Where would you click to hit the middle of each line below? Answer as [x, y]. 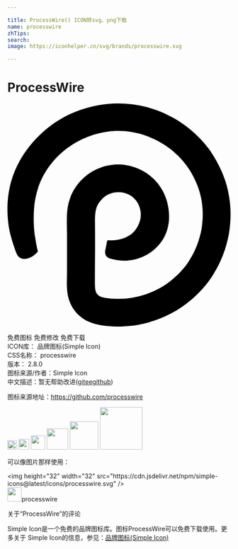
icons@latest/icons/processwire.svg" [62, 484]
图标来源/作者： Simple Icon [47, 373]
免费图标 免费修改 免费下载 [46, 338]
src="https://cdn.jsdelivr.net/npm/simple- [157, 476]
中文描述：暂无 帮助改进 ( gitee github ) [60, 382]
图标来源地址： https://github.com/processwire [75, 397]
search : [19, 40]
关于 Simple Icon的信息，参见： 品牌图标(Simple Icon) [91, 538]
